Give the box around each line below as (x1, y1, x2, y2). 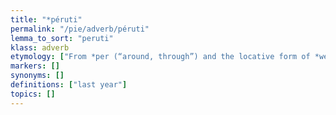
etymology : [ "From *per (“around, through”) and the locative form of (10, 52, 311, 62)
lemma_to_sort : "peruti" (10, 33, 114, 43)
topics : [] (10, 89, 56, 99)
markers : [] (10, 61, 60, 71)
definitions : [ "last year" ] (10, 80, 128, 90)
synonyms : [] (10, 71, 65, 81)
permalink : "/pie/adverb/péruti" (10, 24, 150, 34)
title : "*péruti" (10, 14, 83, 25)
